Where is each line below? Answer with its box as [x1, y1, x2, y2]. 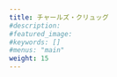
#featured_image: [9, 29, 73, 38]
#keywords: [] [9, 37, 62, 47]
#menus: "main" [9, 46, 65, 55]
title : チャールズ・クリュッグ [9, 12, 109, 22]
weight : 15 [9, 54, 49, 63]
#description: [9, 21, 62, 30]
